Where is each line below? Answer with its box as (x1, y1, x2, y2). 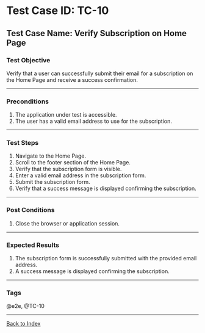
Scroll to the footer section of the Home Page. (15, 159, 131, 166)
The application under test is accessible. (15, 111, 117, 119)
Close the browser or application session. (15, 219, 120, 227)
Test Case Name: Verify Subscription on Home (6, 28, 187, 38)
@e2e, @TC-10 (6, 302, 45, 310)
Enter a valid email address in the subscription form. (15, 172, 146, 179)
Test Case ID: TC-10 (6, 4, 109, 18)
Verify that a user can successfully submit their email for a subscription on (6, 70, 193, 77)
